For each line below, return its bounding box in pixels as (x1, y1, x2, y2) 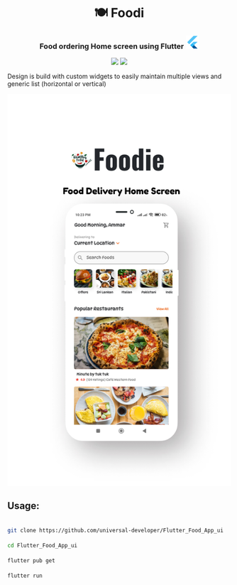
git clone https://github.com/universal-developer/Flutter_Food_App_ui (7, 527, 224, 535)
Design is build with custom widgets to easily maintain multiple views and (7, 72, 222, 81)
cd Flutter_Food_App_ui (7, 542, 78, 549)
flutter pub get (7, 557, 55, 564)
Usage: (7, 500, 40, 512)
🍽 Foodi (94, 5, 145, 21)
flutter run (7, 572, 43, 579)
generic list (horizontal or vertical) (7, 80, 106, 88)
